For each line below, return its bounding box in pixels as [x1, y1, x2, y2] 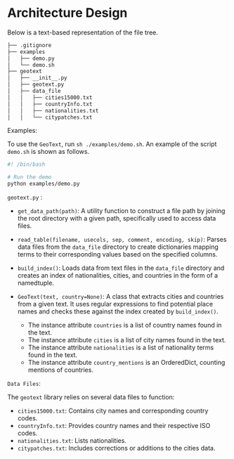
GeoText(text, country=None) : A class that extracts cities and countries [17, 292, 224, 301]
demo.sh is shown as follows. [7, 148, 90, 156]
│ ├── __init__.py [7, 75, 68, 82]
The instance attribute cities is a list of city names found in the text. [27, 336, 226, 344]
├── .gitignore [7, 41, 52, 49]
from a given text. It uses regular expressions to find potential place [17, 300, 213, 309]
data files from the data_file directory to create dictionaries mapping [17, 243, 219, 251]
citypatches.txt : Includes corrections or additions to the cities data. [17, 444, 216, 453]
